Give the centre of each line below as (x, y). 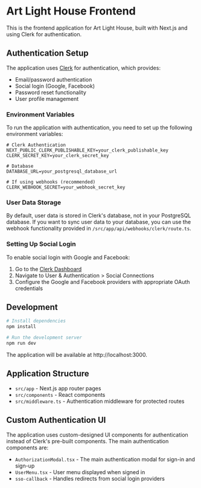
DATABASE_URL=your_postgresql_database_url (62, 172)
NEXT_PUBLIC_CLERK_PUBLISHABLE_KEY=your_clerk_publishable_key (88, 150)
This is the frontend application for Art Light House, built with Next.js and (97, 28)
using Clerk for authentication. (44, 34)
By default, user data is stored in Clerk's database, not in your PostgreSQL (99, 216)
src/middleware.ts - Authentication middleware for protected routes (100, 401)
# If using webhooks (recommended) (51, 182)
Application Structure (48, 374)
